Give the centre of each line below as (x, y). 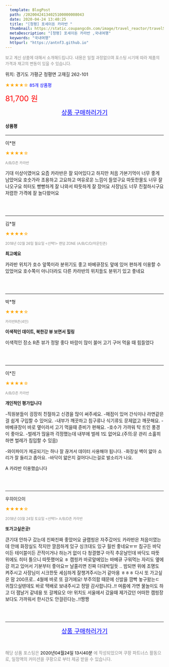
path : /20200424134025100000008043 (47, 15)
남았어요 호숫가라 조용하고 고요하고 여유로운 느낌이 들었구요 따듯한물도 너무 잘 (84, 180)
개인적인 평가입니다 (23, 403)
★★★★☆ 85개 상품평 (28, 85)
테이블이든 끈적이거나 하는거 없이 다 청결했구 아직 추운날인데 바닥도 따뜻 (87, 553)
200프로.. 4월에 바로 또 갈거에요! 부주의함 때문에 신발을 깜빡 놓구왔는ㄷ (88, 579)
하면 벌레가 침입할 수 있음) (32, 440)
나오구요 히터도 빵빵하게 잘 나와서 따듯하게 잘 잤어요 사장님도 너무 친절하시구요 (84, 186)
